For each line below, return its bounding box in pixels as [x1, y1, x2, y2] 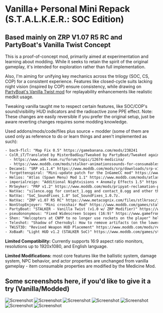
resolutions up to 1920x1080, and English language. [5, 243, 108, 249]
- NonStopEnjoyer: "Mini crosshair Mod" [5, 202, 88, 207]
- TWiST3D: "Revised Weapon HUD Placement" [5, 225, 95, 229]
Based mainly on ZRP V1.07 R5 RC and [5, 33, 123, 41]
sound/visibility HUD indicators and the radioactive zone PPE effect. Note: [5, 108, 153, 114]
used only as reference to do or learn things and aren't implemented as [5, 134, 147, 139]
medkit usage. [5, 94, 33, 100]
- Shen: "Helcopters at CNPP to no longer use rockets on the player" [5, 216, 151, 221]
